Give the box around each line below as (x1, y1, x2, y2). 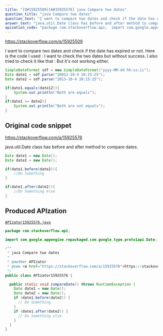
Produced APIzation (5, 207, 67, 215)
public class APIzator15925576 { (5, 273, 73, 278)
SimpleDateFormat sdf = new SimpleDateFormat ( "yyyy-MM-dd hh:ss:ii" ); (5, 68, 151, 73)
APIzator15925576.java (5, 220, 51, 225)
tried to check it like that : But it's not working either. (5, 58, 109, 64)
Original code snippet (5, 122, 72, 130)
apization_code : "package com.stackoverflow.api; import (5, 25, 125, 30)
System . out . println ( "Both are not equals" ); (14, 104, 105, 108)
